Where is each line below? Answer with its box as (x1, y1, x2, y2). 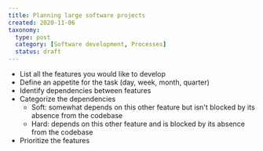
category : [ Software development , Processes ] (15, 41, 167, 49)
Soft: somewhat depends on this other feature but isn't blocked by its (31, 102, 255, 112)
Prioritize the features (19, 136, 90, 145)
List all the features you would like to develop (19, 70, 166, 78)
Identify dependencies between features (19, 86, 152, 95)
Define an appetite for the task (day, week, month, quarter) (19, 77, 210, 87)
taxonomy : (8, 26, 41, 34)
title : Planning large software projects (8, 11, 146, 20)
